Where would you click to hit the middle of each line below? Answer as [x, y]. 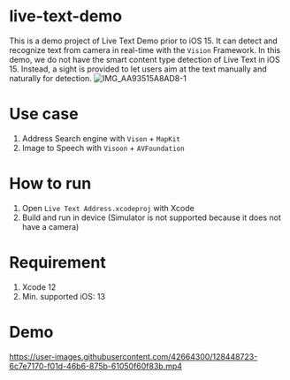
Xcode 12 [39, 287]
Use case [44, 114]
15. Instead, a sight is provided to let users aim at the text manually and [138, 69]
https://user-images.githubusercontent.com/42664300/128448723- [134, 356]
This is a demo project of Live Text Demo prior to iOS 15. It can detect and [144, 41]
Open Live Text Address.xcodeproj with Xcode [108, 208]
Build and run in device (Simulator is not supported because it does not [151, 217]
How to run [50, 184]
